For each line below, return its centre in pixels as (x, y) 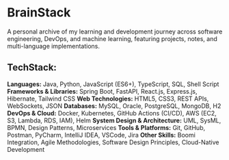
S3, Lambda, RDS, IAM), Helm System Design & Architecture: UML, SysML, (114, 120)
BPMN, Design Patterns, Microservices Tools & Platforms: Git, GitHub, (106, 127)
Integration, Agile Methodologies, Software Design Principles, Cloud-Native (113, 142)
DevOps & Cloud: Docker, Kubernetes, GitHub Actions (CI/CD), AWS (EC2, (112, 113)
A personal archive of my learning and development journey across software (115, 31)
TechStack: (32, 67)
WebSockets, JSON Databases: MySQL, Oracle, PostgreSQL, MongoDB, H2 (114, 106)
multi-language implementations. (54, 46)
